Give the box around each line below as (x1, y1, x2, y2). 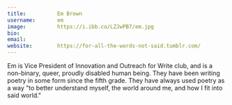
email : (7, 36, 26, 43)
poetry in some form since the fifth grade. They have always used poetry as (7, 76, 225, 84)
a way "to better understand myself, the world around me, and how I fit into (7, 84, 223, 92)
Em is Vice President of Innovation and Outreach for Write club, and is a (7, 62, 213, 70)
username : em (7, 17, 64, 24)
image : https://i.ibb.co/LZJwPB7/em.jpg (7, 23, 155, 30)
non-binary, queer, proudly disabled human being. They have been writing (7, 69, 221, 77)
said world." (7, 91, 42, 99)
